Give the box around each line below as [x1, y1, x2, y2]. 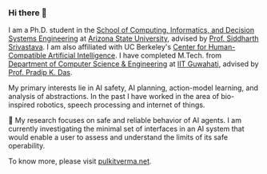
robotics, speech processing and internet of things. [36, 100, 205, 110]
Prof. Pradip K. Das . [8, 68, 74, 77]
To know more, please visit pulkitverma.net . [8, 156, 152, 166]
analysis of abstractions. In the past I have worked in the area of [8, 92, 220, 101]
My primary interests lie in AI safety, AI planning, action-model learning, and [8, 83, 258, 93]
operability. [8, 141, 46, 151]
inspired [8, 100, 35, 110]
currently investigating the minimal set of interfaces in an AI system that [8, 124, 245, 134]
